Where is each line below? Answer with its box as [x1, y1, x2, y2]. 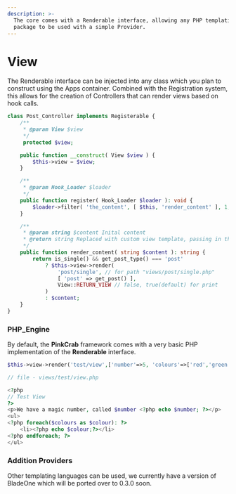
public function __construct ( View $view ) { [20, 152, 156, 159]
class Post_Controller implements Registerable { [7, 113, 156, 120]
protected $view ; [22, 138, 74, 146]
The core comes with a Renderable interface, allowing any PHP [13, 17, 202, 24]
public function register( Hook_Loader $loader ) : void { [20, 197, 193, 204]
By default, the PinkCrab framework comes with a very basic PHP [7, 340, 198, 349]
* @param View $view [22, 126, 83, 134]
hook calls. [7, 99, 39, 108]
